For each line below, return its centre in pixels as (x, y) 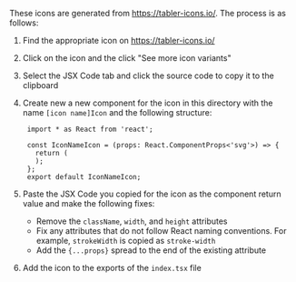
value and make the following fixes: (89, 203)
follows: (24, 23)
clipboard (40, 85)
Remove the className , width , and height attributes (132, 221)
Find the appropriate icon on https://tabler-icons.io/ (118, 40)
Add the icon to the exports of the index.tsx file (112, 268)
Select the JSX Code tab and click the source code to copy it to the (148, 76)
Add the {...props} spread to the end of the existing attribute (151, 250)
